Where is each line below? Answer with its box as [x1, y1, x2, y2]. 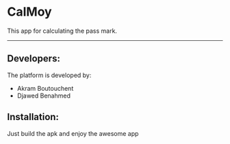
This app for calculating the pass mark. [7, 27, 118, 35]
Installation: [7, 111, 60, 123]
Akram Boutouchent [16, 84, 74, 92]
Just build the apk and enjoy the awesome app [7, 129, 139, 137]
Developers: [7, 53, 60, 65]
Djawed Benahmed [16, 91, 71, 100]
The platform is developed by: [7, 71, 92, 79]
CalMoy [7, 4, 53, 20]
